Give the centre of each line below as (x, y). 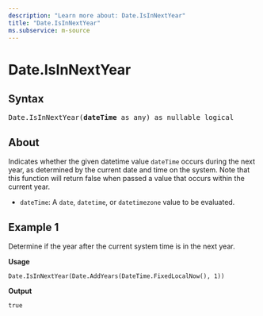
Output (20, 291)
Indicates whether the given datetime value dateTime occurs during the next (132, 162)
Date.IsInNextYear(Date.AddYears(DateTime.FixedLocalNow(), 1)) (116, 276)
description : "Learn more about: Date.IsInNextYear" (97, 15)
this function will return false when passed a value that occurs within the (127, 179)
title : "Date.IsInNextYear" (55, 23)
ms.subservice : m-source (49, 30)
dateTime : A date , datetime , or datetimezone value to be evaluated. (127, 202)
